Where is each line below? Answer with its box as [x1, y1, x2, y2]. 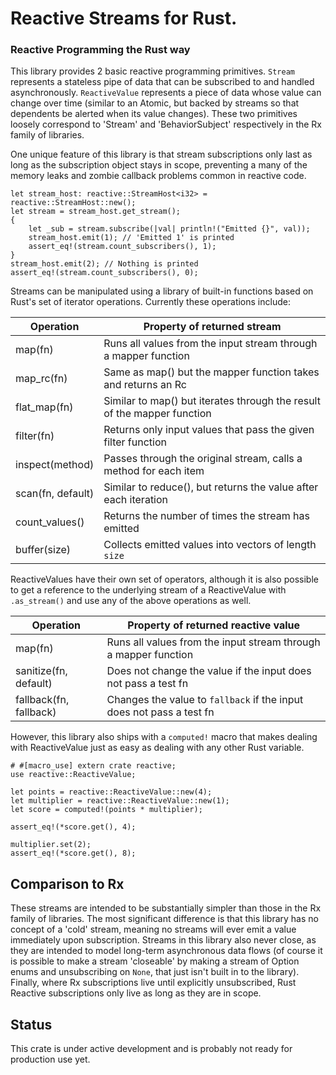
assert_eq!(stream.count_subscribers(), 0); [10, 268, 199, 278]
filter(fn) [15, 429, 55, 443]
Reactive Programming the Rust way [10, 43, 191, 57]
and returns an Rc [103, 378, 187, 392]
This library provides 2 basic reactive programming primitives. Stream [10, 65, 295, 77]
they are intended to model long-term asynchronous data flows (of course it [10, 945, 323, 957]
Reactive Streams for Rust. [10, 7, 238, 30]
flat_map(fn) [15, 400, 74, 414]
